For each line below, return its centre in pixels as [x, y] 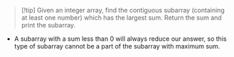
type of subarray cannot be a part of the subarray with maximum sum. [117, 46]
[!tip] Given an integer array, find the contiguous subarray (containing [123, 10]
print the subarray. [48, 25]
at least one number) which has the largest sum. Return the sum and [121, 18]
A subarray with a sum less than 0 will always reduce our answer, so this [120, 39]
